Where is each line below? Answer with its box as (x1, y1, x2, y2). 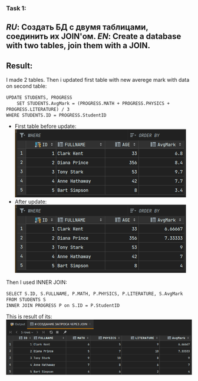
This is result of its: (6, 313, 52, 320)
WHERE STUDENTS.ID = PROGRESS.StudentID (6, 112, 107, 118)
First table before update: (14, 122, 77, 130)
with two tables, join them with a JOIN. (6, 41, 151, 51)
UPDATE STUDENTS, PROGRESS (6, 95, 72, 101)
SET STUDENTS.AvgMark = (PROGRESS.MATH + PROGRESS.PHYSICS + (16, 101, 170, 107)
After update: (14, 198, 47, 206)
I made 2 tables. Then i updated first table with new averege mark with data (6, 77, 190, 84)
